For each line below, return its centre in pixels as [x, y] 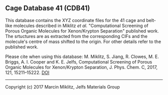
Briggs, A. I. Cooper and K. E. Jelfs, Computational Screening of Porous [79, 61]
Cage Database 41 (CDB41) [48, 8]
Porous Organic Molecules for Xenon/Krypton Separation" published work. [82, 31]
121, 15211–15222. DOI [27, 72]
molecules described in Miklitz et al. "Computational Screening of [81, 25]
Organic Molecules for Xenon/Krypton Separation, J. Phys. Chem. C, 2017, [81, 67]
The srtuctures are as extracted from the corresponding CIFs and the [76, 36]
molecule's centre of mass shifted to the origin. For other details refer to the [83, 41]
